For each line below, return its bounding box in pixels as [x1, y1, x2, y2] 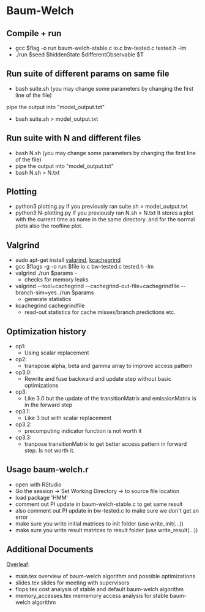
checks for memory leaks [24, 276, 89, 283]
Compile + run [6, 28, 62, 39]
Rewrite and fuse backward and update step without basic [24, 375, 172, 383]
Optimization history [6, 326, 87, 337]
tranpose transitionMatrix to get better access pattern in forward [24, 440, 187, 448]
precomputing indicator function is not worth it [24, 427, 142, 435]
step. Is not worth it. [24, 447, 75, 454]
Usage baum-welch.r [6, 464, 89, 475]
